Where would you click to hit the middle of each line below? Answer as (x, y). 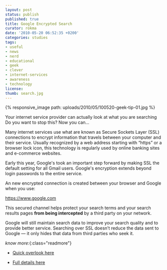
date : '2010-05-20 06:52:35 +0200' (42, 33)
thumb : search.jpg (24, 93)
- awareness (17, 79)
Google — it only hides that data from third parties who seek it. (70, 234)
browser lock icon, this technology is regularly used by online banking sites (83, 148)
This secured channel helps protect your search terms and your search (78, 208)
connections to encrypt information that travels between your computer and (83, 137)
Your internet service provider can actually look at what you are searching (81, 117)
